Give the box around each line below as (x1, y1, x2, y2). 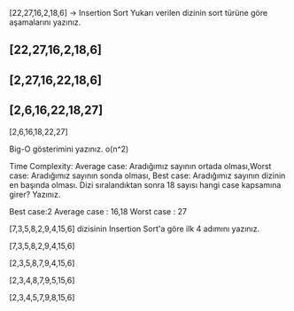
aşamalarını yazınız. (9, 17, 81, 27)
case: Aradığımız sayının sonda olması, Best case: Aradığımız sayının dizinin (9, 170, 286, 181)
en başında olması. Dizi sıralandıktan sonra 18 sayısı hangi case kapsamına (9, 179, 282, 190)
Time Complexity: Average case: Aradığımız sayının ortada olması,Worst (9, 160, 272, 171)
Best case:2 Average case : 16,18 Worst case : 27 (9, 206, 188, 216)
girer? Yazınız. (9, 189, 61, 199)
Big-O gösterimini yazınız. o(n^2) (9, 144, 129, 154)
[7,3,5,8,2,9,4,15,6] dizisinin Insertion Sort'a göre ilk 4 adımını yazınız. (9, 223, 260, 234)
